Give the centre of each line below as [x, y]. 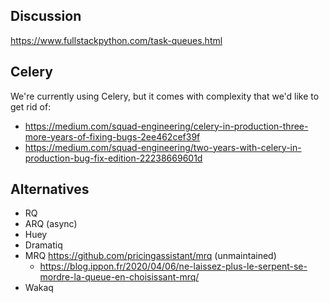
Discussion [46, 16]
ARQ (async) [51, 224]
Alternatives [50, 189]
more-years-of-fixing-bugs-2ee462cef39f [112, 136]
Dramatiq [43, 245]
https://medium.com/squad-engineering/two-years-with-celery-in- [163, 147]
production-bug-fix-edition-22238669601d [113, 158]
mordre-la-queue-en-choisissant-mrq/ [119, 277]
